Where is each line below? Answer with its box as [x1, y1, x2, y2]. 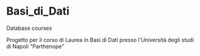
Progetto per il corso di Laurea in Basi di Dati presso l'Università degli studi [6, 36, 194, 43]
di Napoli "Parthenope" [6, 43, 65, 50]
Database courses [6, 24, 52, 32]
